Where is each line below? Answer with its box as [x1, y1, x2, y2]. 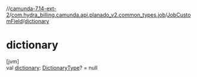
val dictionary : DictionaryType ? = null [6, 64, 98, 71]
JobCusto [167, 11, 191, 18]
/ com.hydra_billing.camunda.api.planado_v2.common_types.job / [9, 11, 167, 18]
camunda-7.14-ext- [10, 5, 57, 12]
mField [6, 18, 23, 24]
